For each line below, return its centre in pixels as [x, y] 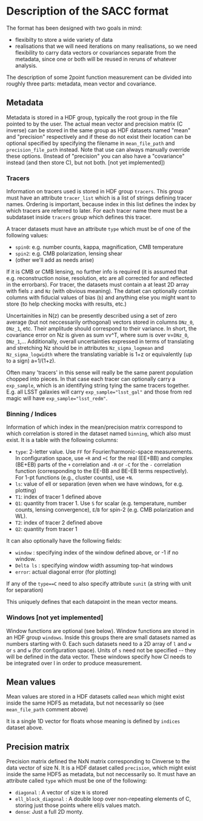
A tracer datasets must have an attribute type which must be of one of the [98, 229]
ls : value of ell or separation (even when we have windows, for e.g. [99, 484]
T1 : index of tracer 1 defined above [58, 497]
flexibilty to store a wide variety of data [64, 39]
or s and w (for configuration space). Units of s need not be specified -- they [101, 650]
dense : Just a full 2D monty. [49, 812]
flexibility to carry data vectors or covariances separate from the [95, 52]
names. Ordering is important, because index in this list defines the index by [101, 204]
